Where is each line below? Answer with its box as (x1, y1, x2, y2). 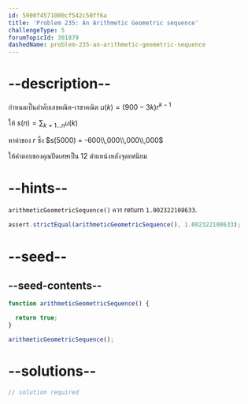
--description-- (8, 75, 112, 93)
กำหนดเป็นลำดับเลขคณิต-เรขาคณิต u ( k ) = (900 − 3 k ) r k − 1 (8, 101, 172, 111)
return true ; (15, 314, 58, 322)
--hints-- (8, 179, 68, 197)
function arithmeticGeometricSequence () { (8, 300, 150, 308)
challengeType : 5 (8, 26, 65, 34)
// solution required (8, 388, 80, 396)
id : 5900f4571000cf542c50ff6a (8, 11, 108, 20)
